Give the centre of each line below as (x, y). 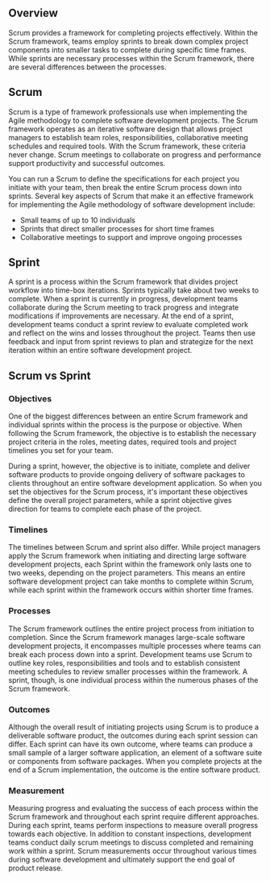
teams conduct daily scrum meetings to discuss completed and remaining (131, 842)
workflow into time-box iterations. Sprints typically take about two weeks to (134, 290)
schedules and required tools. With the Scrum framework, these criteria (127, 146)
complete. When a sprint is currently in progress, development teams (123, 299)
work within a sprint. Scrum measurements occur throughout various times (133, 851)
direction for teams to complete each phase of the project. (105, 509)
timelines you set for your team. (61, 451)
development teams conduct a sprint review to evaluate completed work (128, 325)
